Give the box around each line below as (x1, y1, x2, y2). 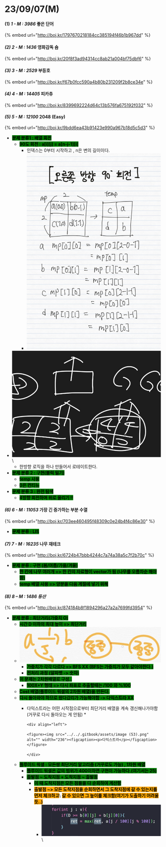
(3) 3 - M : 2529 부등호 (4, 68, 51, 74)
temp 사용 (19, 476, 40, 482)
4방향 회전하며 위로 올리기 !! (19, 495, 74, 501)
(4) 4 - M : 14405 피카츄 (4, 91, 53, 97)
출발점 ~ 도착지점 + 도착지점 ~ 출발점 (26, 774, 98, 780)
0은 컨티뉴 (19, 482, 40, 488)
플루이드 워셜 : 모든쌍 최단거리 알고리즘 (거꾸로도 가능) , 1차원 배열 (19, 762, 146, 767)
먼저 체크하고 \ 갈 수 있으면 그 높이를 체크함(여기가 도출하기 (34, 792, 146, 798)
